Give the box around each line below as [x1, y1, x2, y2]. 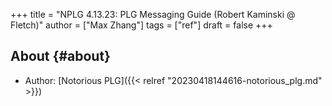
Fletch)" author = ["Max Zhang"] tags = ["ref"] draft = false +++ [10, 19, 273, 31]
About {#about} [10, 48, 111, 65]
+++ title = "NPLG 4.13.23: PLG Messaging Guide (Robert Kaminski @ [10, 9, 296, 20]
